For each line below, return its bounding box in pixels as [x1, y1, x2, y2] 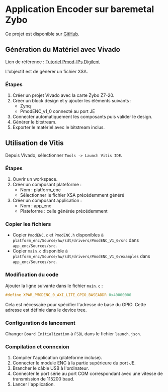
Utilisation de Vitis [5, 139, 64, 148]
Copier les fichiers [5, 221, 51, 228]
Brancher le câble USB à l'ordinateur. [12, 365, 90, 371]
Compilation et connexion [5, 343, 69, 350]
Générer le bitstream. [12, 119, 57, 125]
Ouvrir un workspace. [12, 176, 58, 182]
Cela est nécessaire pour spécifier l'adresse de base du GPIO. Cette [5, 301, 146, 307]
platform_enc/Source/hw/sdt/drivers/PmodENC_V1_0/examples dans [12, 253, 150, 259]
